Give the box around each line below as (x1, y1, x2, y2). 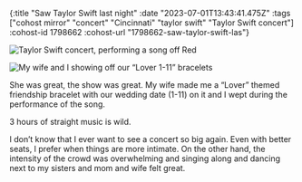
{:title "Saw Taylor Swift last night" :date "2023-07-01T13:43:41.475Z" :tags (9, 8, 291, 18)
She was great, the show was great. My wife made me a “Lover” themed (9, 80, 280, 90)
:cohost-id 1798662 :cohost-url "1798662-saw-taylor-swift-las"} (9, 27, 249, 37)
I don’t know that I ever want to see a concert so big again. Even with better (9, 134, 292, 144)
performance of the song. (9, 99, 106, 110)
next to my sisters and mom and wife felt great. (9, 163, 186, 173)
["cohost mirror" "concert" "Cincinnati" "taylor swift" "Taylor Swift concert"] (9, 17, 295, 28)
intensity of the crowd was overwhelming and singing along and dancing (9, 153, 281, 164)
